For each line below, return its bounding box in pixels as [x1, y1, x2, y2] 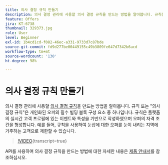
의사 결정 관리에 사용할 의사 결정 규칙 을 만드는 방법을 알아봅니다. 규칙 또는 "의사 [5, 103, 160, 109]
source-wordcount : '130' [5, 53, 57, 59]
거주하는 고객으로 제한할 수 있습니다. [5, 128, 76, 134]
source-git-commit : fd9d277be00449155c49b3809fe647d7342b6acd [5, 44, 137, 49]
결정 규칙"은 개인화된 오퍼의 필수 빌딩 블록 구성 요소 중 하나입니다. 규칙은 [5, 109, 147, 115]
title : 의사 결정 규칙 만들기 [5, 7, 59, 12]
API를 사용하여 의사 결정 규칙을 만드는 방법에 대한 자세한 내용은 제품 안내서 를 [5, 148, 155, 155]
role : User [5, 30, 28, 35]
